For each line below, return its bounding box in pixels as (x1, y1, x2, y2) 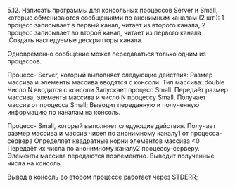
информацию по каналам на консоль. (7, 108, 121, 116)
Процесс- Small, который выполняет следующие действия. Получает (7, 122, 216, 130)
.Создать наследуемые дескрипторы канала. (7, 36, 143, 44)
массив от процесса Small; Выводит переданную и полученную (7, 101, 200, 108)
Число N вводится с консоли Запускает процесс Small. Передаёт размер (7, 86, 229, 94)
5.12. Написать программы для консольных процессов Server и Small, (7, 6, 218, 14)
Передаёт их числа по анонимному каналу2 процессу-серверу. (7, 144, 200, 152)
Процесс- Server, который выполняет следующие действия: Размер (7, 70, 213, 79)
